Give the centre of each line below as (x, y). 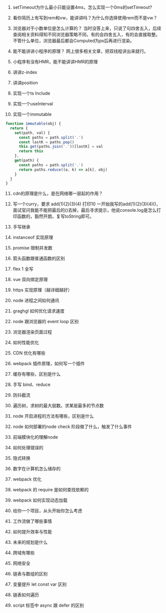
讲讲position (25, 83)
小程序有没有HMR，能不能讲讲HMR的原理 (55, 62)
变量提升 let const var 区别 (40, 584)
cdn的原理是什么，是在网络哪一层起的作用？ (58, 193)
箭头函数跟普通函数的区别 (39, 258)
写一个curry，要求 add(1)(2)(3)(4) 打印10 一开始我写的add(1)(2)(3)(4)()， (87, 204)
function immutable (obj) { (33, 124)
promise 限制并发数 (32, 248)
